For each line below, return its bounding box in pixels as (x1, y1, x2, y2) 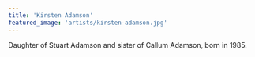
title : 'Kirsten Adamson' (8, 11, 93, 20)
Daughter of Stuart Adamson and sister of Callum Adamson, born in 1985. (8, 40, 247, 49)
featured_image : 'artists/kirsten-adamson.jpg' (8, 19, 168, 27)
